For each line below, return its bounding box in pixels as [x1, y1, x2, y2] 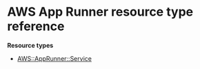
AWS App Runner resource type [7, 4, 194, 20]
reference [7, 18, 65, 34]
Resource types [7, 41, 54, 49]
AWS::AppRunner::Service [17, 54, 92, 62]
